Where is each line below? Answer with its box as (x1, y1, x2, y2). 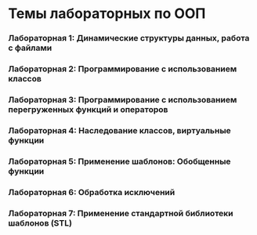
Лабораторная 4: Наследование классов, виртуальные (8, 125, 231, 136)
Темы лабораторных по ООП (8, 5, 206, 23)
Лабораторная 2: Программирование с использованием (8, 63, 237, 74)
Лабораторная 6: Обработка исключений (8, 186, 176, 197)
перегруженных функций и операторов (8, 103, 168, 114)
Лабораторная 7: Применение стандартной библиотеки (8, 208, 233, 219)
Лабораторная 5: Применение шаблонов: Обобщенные (8, 156, 231, 167)
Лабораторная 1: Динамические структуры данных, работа (8, 33, 250, 44)
